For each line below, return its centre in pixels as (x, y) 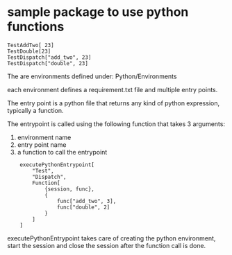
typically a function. (35, 110)
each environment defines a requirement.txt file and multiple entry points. (113, 89)
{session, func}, (69, 189)
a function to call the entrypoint (62, 152)
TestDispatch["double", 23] (48, 63)
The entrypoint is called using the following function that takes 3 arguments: (116, 124)
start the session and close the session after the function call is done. (107, 245)
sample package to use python (98, 12)
